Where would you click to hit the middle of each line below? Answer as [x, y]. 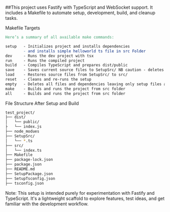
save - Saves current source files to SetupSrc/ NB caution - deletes [85, 70]
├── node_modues [22, 131]
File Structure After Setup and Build [42, 103]
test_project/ [20, 113]
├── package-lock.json [29, 160]
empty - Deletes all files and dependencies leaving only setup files [83, 84]
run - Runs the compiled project [45, 60]
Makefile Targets [23, 28]
